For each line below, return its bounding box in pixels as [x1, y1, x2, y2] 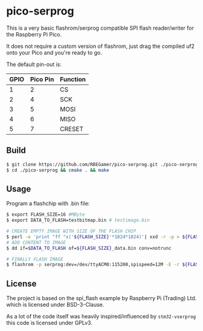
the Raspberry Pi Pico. [6, 30, 62, 38]
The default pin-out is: [6, 61, 62, 68]
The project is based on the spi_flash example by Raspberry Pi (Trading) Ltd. [6, 295, 197, 302]
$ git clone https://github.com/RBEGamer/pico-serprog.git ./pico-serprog [6, 161, 199, 167]
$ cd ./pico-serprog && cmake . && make [6, 167, 110, 173]
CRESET [60, 124, 83, 133]
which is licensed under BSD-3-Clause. [6, 301, 105, 309]
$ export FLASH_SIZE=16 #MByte [6, 212, 85, 218]
